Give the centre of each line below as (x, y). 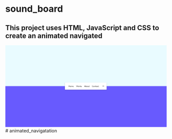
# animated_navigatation (31, 131)
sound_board (34, 9)
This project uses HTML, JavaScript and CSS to (82, 28)
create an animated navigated (54, 36)
